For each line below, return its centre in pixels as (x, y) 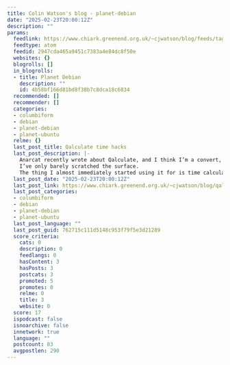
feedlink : (27, 39)
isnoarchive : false (41, 325)
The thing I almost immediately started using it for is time (110, 173)
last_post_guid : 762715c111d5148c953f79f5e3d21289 (87, 230)
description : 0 (41, 249)
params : (18, 33)
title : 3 (32, 300)
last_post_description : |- (52, 154)
